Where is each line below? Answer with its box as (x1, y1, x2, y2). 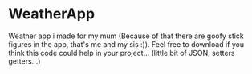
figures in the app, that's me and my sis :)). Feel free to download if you (8, 39, 245, 49)
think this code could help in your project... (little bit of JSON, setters (8, 48, 235, 57)
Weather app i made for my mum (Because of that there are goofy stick (8, 31, 245, 41)
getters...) (8, 56, 41, 66)
